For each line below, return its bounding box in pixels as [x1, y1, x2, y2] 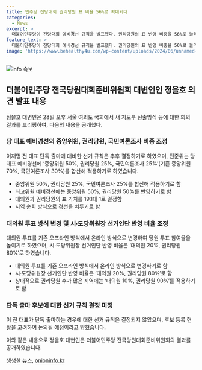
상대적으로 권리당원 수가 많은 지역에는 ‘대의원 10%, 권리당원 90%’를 [14, 277, 175, 284]
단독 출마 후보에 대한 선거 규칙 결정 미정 [6, 301, 113, 310]
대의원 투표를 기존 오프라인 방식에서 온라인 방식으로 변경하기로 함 [14, 262, 168, 269]
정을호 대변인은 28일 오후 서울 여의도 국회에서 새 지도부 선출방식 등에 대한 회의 [6, 113, 191, 121]
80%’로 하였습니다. [6, 249, 52, 257]
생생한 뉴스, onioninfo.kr [6, 357, 65, 364]
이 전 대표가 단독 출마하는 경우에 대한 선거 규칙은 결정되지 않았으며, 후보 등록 [6, 316, 186, 324]
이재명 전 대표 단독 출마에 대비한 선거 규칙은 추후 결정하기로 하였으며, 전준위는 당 [6, 152, 195, 159]
